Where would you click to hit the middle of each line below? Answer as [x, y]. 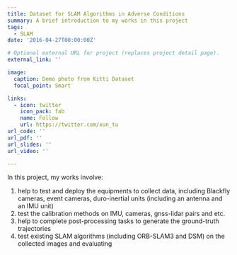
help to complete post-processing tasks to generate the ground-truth [118, 221]
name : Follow [39, 118]
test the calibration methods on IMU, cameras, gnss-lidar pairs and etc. [121, 214]
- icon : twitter [37, 105]
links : [17, 98]
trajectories [34, 229]
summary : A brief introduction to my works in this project [98, 21]
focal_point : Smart [42, 86]
